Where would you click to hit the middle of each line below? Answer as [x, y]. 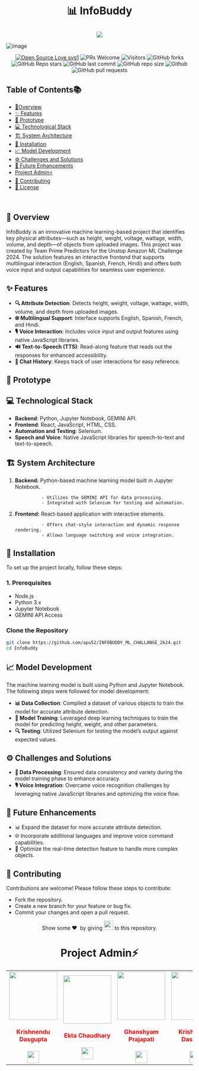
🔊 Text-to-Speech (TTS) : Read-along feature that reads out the [93, 346]
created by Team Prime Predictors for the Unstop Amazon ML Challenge [94, 250]
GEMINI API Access [39, 615]
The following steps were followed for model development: [78, 691]
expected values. [36, 739]
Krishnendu [33, 1032]
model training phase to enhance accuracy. [68, 778]
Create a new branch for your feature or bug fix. [73, 906]
